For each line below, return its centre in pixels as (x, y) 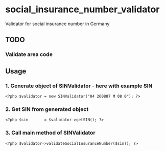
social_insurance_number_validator (82, 10)
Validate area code (29, 54)
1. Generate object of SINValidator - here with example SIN (79, 86)
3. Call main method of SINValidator (50, 133)
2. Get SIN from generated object (47, 109)
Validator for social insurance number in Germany (57, 24)
